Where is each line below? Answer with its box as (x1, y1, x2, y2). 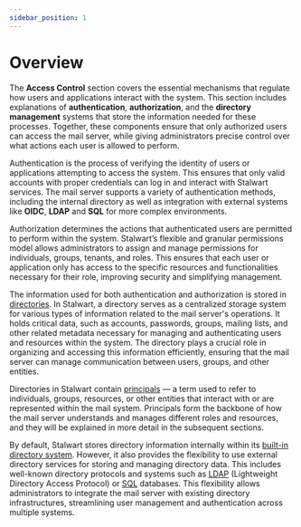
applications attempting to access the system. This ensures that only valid (9, 167, 286, 177)
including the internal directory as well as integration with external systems (9, 196, 288, 206)
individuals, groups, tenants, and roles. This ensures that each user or (9, 252, 269, 263)
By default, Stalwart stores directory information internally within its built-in (9, 439, 289, 450)
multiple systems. (9, 506, 75, 517)
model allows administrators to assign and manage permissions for (9, 242, 259, 254)
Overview (9, 52, 84, 72)
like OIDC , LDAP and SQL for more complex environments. (9, 206, 228, 216)
